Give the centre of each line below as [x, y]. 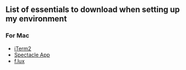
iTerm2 [23, 48]
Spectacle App [32, 55]
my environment [36, 19]
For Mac [18, 36]
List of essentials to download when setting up [93, 10]
